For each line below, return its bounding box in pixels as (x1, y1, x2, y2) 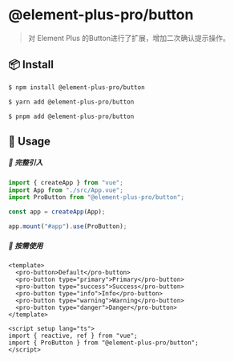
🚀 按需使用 (8, 241, 43, 250)
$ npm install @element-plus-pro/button (8, 83, 146, 92)
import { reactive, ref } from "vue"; (8, 331, 138, 340)
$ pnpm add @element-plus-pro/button (8, 112, 135, 120)
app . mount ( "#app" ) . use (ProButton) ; (8, 222, 127, 230)
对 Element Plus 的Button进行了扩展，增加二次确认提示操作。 (27, 33, 230, 43)
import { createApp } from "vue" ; (8, 178, 124, 186)
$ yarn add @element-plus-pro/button (8, 98, 135, 106)
